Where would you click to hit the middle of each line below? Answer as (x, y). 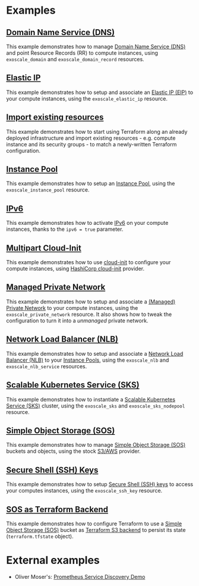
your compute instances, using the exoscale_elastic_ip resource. (87, 98)
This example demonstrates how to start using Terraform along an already (97, 131)
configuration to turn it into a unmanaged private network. (77, 320)
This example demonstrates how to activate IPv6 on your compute (87, 223)
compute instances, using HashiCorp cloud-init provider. (75, 269)
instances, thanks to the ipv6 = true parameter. (65, 229)
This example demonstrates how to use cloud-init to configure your (89, 262)
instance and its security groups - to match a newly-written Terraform (91, 144)
